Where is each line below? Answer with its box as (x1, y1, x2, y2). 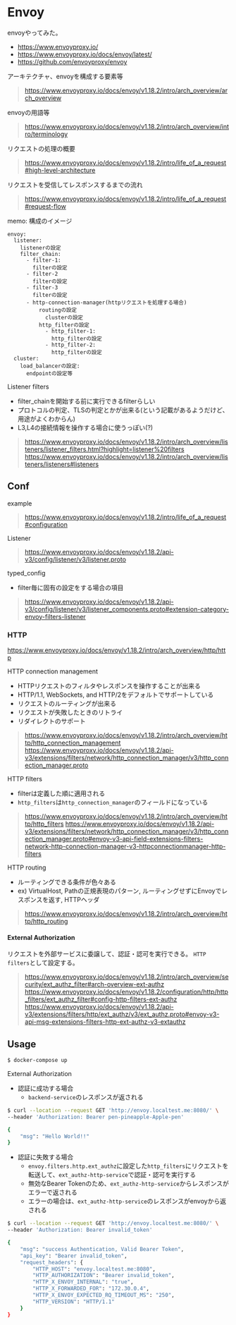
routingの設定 (38, 306, 77, 314)
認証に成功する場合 (17, 1084, 74, 1092)
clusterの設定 (44, 314, 83, 321)
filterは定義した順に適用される (17, 789, 106, 798)
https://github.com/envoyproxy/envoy (17, 57, 128, 66)
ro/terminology (24, 130, 68, 138)
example (7, 499, 32, 508)
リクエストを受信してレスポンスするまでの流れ (7, 181, 143, 189)
